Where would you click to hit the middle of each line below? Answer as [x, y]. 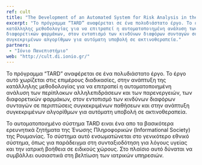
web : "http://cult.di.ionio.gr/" [48, 56]
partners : [19, 46]
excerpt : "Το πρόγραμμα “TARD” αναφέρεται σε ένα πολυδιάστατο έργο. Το [99, 23]
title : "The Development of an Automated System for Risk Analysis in [96, 17]
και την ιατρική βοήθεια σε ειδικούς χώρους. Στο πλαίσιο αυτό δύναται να [99, 149]
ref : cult [19, 12]
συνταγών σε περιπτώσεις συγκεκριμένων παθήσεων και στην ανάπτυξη [98, 105]
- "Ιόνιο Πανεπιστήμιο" [38, 51]
